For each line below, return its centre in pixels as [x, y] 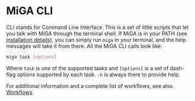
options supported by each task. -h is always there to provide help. [99, 74]
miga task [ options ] [32, 57]
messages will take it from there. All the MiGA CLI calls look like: [84, 46]
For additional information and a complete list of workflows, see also [89, 86]
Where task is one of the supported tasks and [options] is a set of [87, 68]
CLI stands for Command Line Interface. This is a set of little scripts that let [97, 27]
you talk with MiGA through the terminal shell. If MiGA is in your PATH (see [97, 33]
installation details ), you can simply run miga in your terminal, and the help [96, 40]
